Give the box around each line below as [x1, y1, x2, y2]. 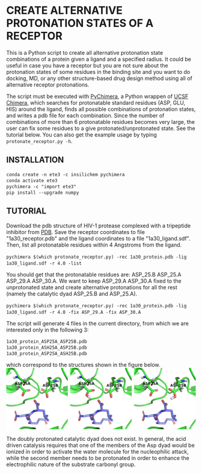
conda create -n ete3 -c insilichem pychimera [6, 171, 125, 177]
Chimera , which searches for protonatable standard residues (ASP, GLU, [6, 99, 185, 106]
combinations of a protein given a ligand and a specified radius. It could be [6, 55, 191, 63]
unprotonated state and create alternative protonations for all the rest [6, 283, 177, 291]
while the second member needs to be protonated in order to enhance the [6, 454, 189, 461]
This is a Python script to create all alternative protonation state [6, 49, 164, 56]
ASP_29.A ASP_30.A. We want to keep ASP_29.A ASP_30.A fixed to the [6, 277, 182, 285]
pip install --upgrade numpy [6, 189, 79, 195]
